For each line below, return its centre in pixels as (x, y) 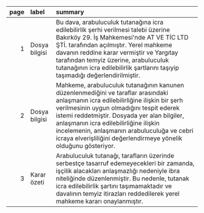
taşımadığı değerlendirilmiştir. (98, 75)
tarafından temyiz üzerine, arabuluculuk (112, 60)
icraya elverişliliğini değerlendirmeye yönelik (119, 138)
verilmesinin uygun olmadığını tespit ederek (118, 108)
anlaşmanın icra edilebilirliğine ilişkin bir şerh (119, 100)
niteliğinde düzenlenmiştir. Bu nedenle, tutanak (122, 178)
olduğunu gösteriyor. (85, 146)
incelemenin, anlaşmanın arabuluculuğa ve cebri (124, 131)
